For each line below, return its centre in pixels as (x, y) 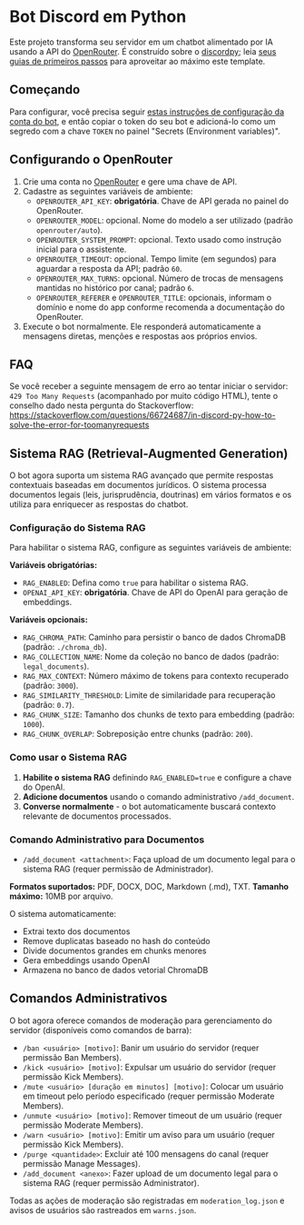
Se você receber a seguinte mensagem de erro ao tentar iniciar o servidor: (149, 386)
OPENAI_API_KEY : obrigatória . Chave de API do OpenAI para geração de (155, 593)
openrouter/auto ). (69, 230)
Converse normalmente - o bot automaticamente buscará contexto (149, 806)
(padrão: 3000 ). (50, 686)
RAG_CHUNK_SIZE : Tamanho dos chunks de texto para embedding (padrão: (158, 714)
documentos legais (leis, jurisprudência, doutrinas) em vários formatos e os (151, 495)
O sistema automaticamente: (63, 914)
